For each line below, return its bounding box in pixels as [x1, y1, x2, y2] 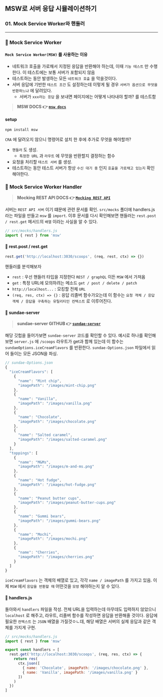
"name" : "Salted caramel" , [17, 432, 73, 438]
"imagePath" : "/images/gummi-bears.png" [17, 518, 101, 523]
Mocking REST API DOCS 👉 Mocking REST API [16, 195, 111, 200]
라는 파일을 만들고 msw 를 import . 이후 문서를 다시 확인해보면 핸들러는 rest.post [5, 213, 157, 218]
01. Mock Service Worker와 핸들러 [5, 20, 85, 27]
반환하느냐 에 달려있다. [12, 87, 52, 93]
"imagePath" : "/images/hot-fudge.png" [17, 482, 97, 487]
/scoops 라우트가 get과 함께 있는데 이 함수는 [39, 339, 124, 345]
